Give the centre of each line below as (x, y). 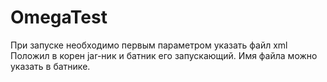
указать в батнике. (50, 66)
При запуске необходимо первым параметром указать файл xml (149, 45)
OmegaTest (59, 17)
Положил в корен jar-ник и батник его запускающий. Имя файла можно (164, 55)
